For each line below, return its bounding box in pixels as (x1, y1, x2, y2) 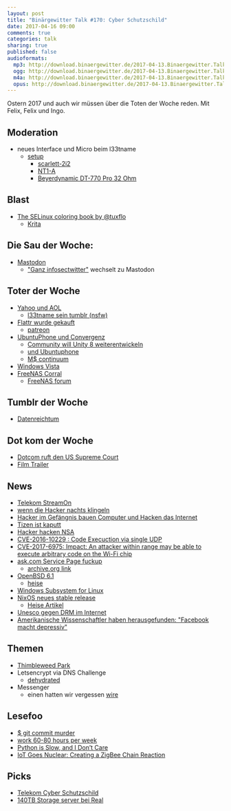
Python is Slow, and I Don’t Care (16, 743, 109, 751)
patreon (27, 325, 50, 334)
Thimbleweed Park (16, 661, 71, 669)
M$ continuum (27, 355, 69, 363)
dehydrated (27, 675, 60, 684)
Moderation (7, 127, 58, 138)
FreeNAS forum (27, 377, 71, 385)
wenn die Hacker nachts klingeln (16, 505, 110, 514)
